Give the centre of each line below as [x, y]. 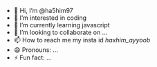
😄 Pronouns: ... [36, 50]
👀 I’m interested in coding [50, 18]
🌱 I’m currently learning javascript [62, 25]
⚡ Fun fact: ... [33, 57]
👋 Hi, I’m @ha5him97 [44, 11]
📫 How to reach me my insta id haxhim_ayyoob [82, 40]
